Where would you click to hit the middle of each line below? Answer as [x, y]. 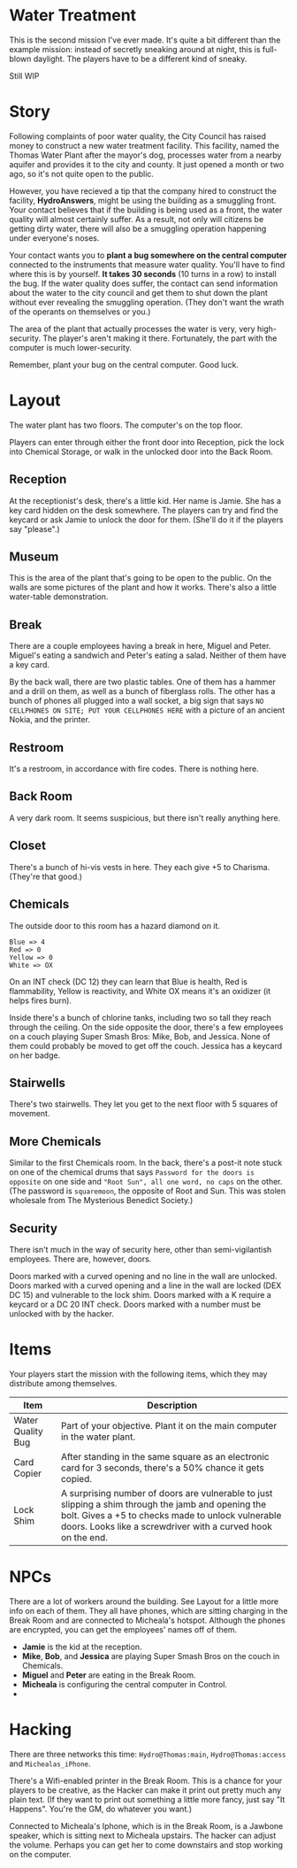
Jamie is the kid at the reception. [82, 1647]
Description [172, 1405]
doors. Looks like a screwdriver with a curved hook [166, 1526]
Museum [34, 557]
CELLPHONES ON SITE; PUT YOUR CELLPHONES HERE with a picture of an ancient [147, 710]
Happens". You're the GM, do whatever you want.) [101, 1809]
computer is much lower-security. [71, 347]
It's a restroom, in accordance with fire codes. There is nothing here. [134, 769]
